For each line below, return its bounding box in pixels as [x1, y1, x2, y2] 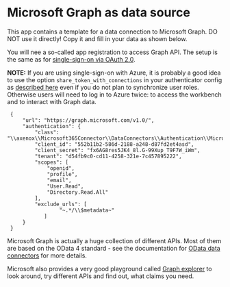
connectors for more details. [7, 251, 88, 260]
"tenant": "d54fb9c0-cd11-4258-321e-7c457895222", [34, 153, 183, 160]
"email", [47, 177, 72, 184]
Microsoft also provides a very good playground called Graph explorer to [7, 264, 212, 273]
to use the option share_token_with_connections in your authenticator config [7, 75, 222, 84]
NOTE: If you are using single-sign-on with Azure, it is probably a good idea [7, 68, 221, 77]
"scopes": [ [34, 159, 69, 166]
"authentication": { [22, 123, 81, 129]
